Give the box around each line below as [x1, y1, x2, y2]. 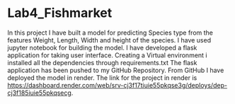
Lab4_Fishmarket [7, 5, 113, 21]
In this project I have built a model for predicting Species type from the [7, 28, 214, 37]
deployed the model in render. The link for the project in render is [7, 73, 197, 82]
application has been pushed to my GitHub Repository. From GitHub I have [7, 66, 224, 74]
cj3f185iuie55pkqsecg [7, 88, 72, 97]
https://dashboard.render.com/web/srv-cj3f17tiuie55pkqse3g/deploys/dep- [7, 81, 228, 89]
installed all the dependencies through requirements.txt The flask [7, 58, 197, 67]
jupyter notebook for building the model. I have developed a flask [7, 43, 197, 52]
